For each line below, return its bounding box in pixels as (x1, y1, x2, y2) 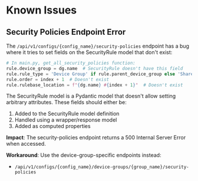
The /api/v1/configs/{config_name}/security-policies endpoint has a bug (6, 42, 190, 49)
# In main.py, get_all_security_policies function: (6, 60, 136, 66)
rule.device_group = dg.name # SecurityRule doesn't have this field (6, 65, 183, 71)
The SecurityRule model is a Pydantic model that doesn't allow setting (6, 92, 176, 100)
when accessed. (6, 140, 46, 148)
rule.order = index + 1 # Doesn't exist (6, 76, 110, 82)
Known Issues (6, 4, 77, 17)
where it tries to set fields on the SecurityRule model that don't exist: (6, 49, 173, 56)
